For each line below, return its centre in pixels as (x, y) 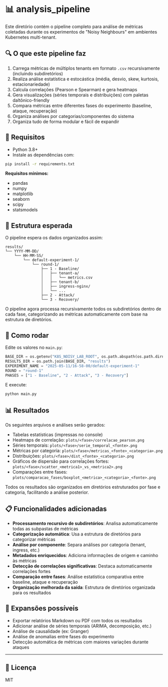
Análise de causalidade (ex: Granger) (50, 631)
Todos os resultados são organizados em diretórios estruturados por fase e (83, 487)
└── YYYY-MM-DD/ (22, 251)
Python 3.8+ (25, 149)
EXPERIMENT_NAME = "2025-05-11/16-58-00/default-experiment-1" (72, 366)
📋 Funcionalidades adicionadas (56, 509)
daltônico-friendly (31, 100)
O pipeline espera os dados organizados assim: (54, 238)
